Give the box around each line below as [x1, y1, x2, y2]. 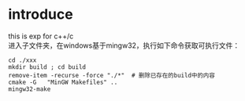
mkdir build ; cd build [8, 63, 87, 71]
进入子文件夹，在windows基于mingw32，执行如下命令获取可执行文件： [8, 41, 240, 50]
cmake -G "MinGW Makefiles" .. [8, 78, 118, 86]
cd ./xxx [8, 56, 37, 64]
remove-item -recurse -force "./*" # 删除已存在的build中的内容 [8, 71, 215, 79]
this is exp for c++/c [8, 31, 74, 41]
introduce [8, 5, 73, 23]
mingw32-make [8, 85, 51, 93]
